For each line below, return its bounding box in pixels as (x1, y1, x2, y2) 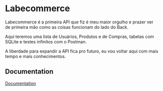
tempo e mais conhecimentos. (5, 53, 66, 59)
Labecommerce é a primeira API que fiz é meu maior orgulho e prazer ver (5, 19, 154, 25)
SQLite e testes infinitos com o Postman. (5, 38, 87, 44)
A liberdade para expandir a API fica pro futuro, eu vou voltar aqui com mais (5, 48, 159, 54)
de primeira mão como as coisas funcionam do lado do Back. (5, 24, 129, 30)
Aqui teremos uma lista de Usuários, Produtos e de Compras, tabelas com (5, 34, 154, 39)
